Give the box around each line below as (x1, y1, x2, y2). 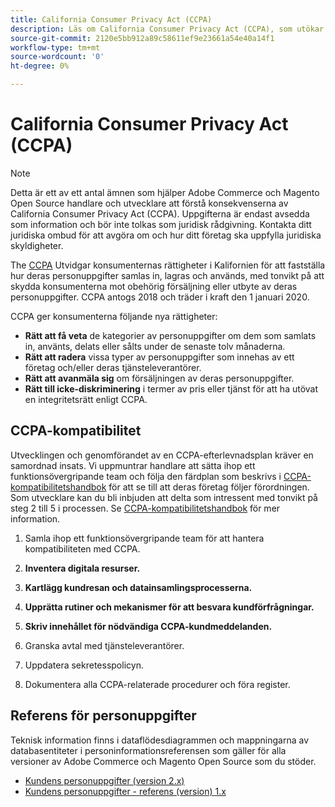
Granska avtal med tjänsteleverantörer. (24, 639, 185, 651)
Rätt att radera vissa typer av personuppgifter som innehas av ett (24, 351, 295, 363)
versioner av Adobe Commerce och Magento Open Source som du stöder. (10, 755, 317, 767)
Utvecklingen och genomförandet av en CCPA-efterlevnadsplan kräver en (10, 449, 314, 461)
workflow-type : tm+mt (10, 42, 101, 53)
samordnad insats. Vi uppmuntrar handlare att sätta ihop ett (10, 459, 256, 471)
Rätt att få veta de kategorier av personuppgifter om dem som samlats (24, 329, 317, 341)
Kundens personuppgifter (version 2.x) (24, 774, 185, 786)
